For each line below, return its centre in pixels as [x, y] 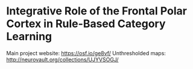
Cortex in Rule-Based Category [86, 24]
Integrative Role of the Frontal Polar [96, 11]
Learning [29, 37]
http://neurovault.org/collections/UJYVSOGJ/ [62, 59]
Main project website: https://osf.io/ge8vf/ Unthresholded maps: [86, 53]
